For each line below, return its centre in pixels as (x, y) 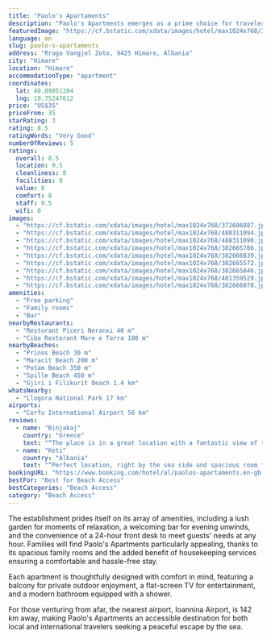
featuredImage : (34, 31)
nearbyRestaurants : (41, 323)
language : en (30, 38)
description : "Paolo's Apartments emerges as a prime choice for (120, 23)
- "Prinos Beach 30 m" (54, 353)
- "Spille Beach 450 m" (55, 376)
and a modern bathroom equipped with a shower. (90, 594)
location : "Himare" (41, 68)
